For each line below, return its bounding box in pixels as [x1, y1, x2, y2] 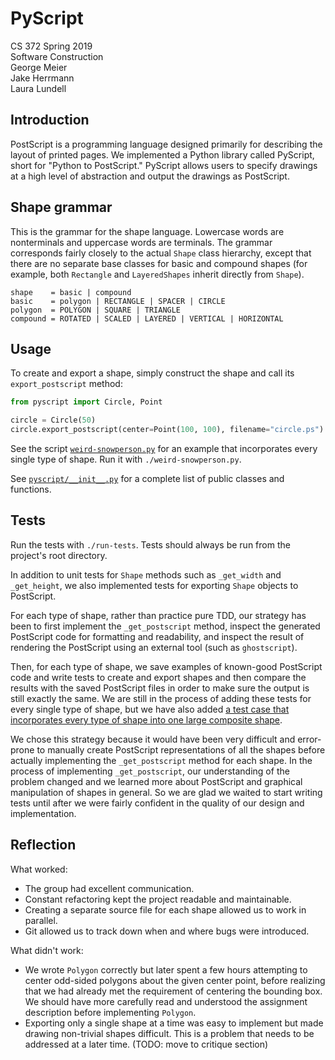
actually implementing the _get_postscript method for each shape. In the [10, 754, 313, 766]
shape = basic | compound [10, 287, 132, 297]
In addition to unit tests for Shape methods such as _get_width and [10, 568, 282, 581]
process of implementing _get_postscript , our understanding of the [10, 765, 290, 777]
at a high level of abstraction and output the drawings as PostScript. [10, 170, 290, 182]
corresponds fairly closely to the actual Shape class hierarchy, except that [10, 247, 312, 259]
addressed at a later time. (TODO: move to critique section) [24, 1038, 269, 1050]
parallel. [24, 914, 58, 926]
